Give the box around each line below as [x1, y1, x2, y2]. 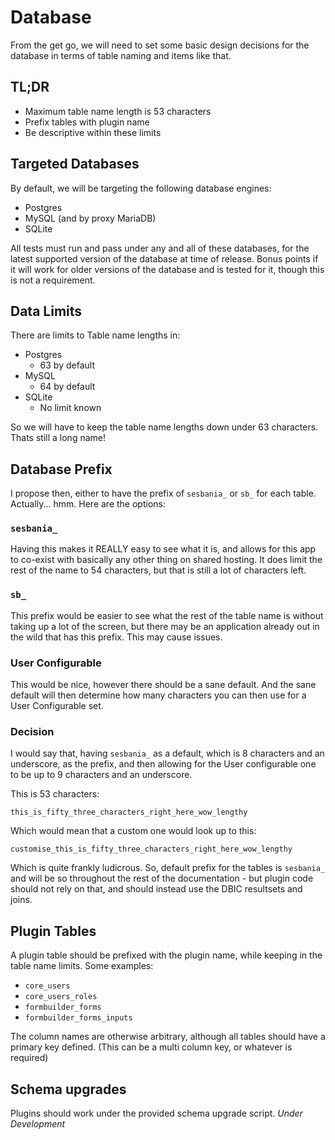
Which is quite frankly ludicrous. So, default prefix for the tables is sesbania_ [10, 862, 326, 874]
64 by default [39, 381, 96, 393]
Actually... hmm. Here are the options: [10, 498, 166, 510]
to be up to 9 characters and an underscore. [10, 769, 193, 781]
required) [10, 1052, 49, 1064]
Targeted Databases [10, 156, 140, 173]
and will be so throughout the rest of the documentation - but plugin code [10, 872, 314, 885]
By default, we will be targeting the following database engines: [10, 182, 272, 194]
